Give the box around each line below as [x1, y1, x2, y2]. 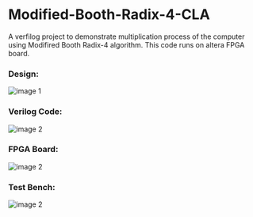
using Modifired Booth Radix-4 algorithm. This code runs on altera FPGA [8, 40, 245, 49]
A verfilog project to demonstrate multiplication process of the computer [8, 32, 245, 41]
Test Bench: [8, 181, 56, 192]
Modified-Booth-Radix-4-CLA [8, 6, 210, 24]
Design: [8, 68, 40, 79]
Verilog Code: [8, 106, 63, 117]
